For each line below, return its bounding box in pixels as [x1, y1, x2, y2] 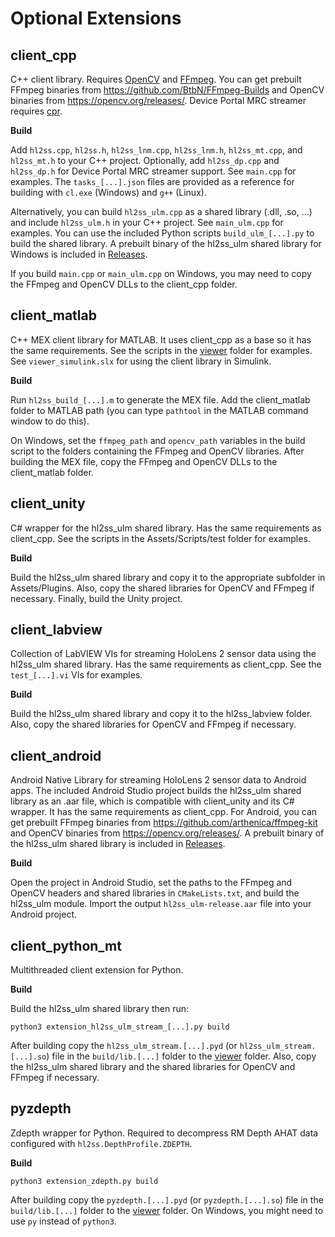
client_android [10, 747, 102, 764]
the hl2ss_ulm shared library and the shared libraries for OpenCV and [10, 1061, 296, 1073]
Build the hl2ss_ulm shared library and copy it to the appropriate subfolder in [10, 571, 326, 583]
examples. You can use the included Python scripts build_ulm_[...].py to [10, 227, 315, 239]
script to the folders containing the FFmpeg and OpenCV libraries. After [10, 445, 305, 457]
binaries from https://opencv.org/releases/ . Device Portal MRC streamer [10, 95, 307, 106]
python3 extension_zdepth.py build [10, 1176, 159, 1186]
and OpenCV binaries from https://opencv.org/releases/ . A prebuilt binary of [10, 827, 325, 839]
